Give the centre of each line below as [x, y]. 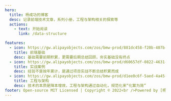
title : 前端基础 [30, 52]
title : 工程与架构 [32, 81]
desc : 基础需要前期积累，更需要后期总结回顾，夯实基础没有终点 [72, 57]
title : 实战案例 [30, 67]
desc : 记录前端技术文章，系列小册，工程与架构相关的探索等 [64, 19]
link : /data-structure [42, 34]
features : [15, 43]
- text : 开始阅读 [31, 29]
